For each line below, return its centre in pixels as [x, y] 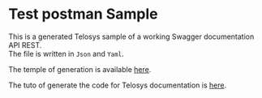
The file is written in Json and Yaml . [66, 53]
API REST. [25, 45]
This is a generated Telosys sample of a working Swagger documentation [131, 36]
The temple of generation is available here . [80, 69]
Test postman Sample [83, 14]
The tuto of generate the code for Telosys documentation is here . [118, 85]
